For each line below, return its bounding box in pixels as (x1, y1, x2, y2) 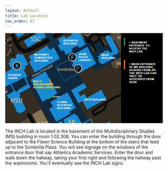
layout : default (5, 8, 39, 13)
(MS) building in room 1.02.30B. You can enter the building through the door (5, 133, 161, 139)
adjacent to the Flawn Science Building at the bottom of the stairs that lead (5, 138, 159, 144)
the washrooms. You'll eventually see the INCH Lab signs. (5, 160, 124, 166)
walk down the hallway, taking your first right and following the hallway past (5, 154, 161, 160)
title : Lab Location (5, 13, 48, 18)
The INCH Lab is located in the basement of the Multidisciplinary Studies (5, 128, 155, 134)
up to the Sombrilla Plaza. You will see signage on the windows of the (5, 144, 148, 150)
